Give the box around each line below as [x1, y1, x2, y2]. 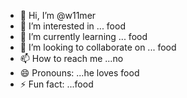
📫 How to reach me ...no [19, 53, 124, 64]
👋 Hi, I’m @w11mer [19, 10, 97, 21]
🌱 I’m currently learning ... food [19, 31, 148, 42]
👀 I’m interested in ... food [19, 20, 126, 32]
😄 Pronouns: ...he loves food [19, 67, 140, 79]
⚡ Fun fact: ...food [19, 78, 94, 90]
